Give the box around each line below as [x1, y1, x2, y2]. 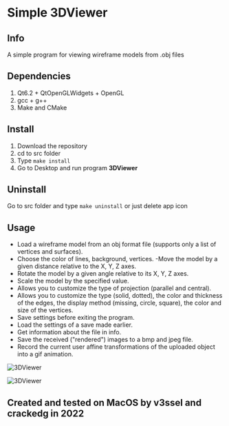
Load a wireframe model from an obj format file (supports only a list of [17, 240, 217, 249]
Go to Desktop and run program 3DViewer [17, 163, 138, 172]
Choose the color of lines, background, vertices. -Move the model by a [17, 255, 218, 263]
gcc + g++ [17, 96, 47, 104]
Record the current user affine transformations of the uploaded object [17, 343, 215, 351]
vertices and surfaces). [17, 247, 83, 256]
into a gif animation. [17, 350, 74, 358]
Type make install [17, 156, 71, 165]
